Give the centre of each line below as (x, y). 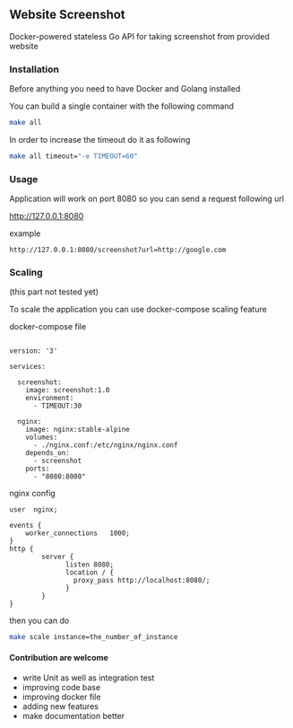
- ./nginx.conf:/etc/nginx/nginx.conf (105, 445)
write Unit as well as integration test (88, 678)
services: (28, 367)
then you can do (39, 621)
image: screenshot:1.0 (68, 390)
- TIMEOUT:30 (57, 406)
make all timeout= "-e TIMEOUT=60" (74, 156)
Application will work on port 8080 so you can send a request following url (147, 199)
